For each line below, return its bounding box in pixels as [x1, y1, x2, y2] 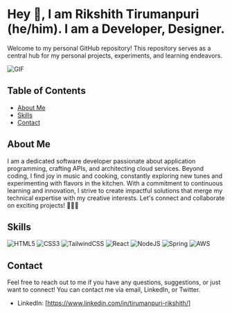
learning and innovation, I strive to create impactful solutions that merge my [7, 186, 223, 195]
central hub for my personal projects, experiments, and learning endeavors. [7, 51, 223, 60]
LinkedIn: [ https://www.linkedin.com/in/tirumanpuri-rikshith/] [17, 299, 191, 308]
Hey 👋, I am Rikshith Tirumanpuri [7, 6, 199, 22]
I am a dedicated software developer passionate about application [7, 156, 196, 165]
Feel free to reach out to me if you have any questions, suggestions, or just [7, 278, 221, 287]
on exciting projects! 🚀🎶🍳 [7, 201, 79, 209]
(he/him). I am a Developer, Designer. [7, 21, 225, 37]
